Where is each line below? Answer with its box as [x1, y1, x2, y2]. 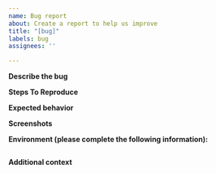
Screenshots [8, 119, 53, 128]
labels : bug [8, 34, 49, 43]
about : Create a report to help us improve [8, 19, 158, 28]
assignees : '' [8, 42, 57, 50]
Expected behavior [8, 103, 74, 113]
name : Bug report [8, 11, 67, 20]
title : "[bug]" [8, 27, 60, 35]
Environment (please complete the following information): [8, 135, 209, 145]
